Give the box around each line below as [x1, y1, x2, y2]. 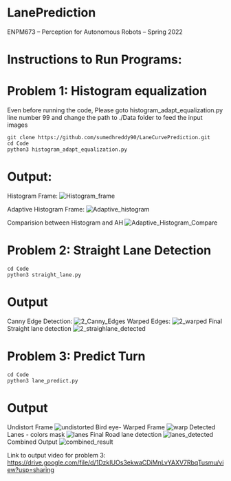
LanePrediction [7, 5, 96, 21]
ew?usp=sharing [7, 465, 55, 473]
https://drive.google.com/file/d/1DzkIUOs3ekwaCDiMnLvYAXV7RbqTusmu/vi [7, 458, 224, 467]
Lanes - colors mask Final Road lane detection [7, 430, 162, 438]
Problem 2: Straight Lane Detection [7, 243, 212, 258]
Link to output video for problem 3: [7, 451, 106, 459]
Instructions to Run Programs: [7, 52, 182, 68]
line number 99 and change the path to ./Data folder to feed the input [7, 114, 203, 122]
